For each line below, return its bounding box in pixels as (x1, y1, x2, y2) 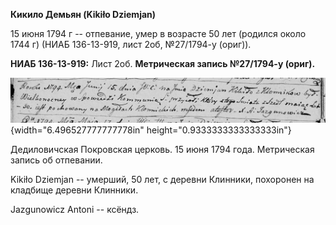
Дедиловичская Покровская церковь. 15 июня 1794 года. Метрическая (10, 144, 315, 156)
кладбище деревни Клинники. (10, 184, 139, 196)
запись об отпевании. (10, 154, 103, 166)
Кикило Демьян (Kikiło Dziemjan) (10, 9, 157, 20)
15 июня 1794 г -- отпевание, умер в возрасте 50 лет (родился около (10, 28, 307, 39)
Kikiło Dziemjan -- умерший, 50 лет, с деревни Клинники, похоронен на (10, 174, 315, 186)
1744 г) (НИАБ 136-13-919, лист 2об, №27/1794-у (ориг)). (10, 39, 252, 50)
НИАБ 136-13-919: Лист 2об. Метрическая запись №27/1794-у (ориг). (10, 58, 316, 69)
